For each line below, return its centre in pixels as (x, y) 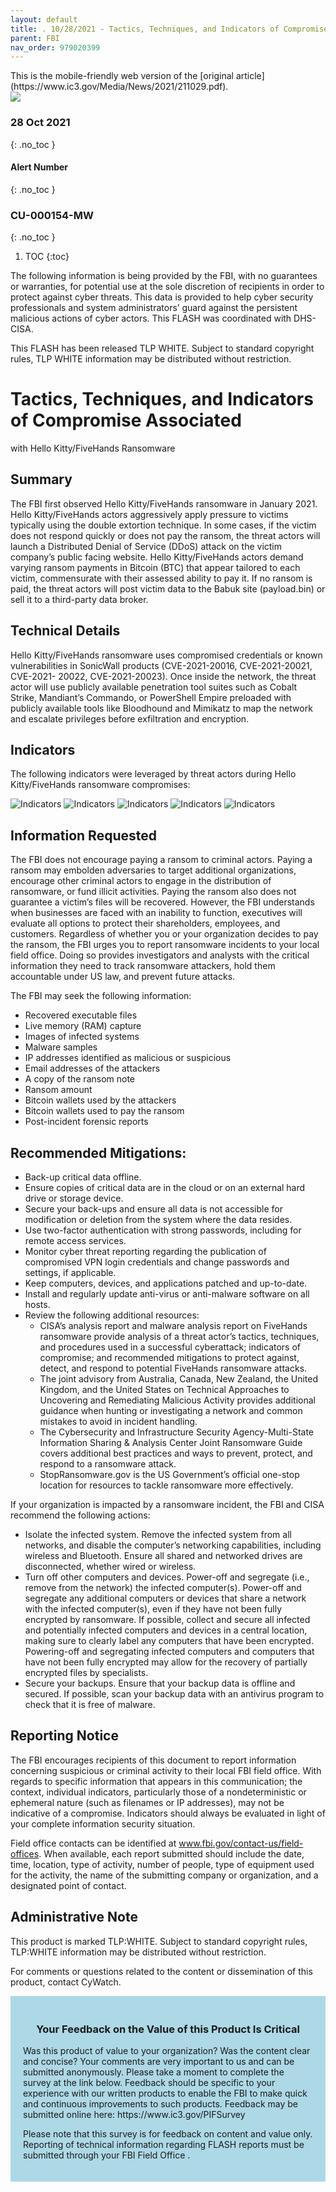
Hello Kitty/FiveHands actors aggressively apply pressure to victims (149, 514)
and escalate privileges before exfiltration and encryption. (130, 718)
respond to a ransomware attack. (108, 1464)
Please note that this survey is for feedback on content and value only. (168, 2133)
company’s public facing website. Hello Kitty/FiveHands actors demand (157, 557)
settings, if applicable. (70, 1273)
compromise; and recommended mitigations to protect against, (169, 1358)
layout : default (44, 19)
